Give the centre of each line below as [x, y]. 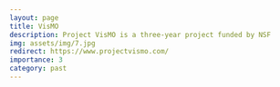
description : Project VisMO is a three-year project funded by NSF [140, 34]
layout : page [34, 18]
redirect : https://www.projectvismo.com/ [89, 52]
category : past [38, 69]
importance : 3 [36, 60]
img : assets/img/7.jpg [52, 43]
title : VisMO [34, 26]
